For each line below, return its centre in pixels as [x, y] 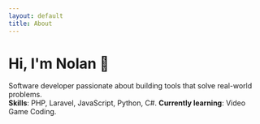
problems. [25, 95]
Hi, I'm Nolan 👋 [59, 64]
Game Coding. [32, 112]
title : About [30, 24]
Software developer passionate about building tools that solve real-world [130, 86]
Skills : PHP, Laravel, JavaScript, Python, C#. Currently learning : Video [127, 103]
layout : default [36, 16]
